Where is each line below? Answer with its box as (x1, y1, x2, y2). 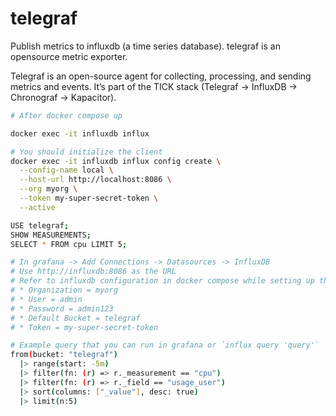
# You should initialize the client (10, 147, 163, 157)
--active (19, 202, 56, 212)
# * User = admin (10, 294, 83, 304)
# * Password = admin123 (10, 303, 114, 314)
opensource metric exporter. (10, 50, 128, 62)
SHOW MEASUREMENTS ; (10, 230, 92, 240)
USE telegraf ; (10, 220, 70, 231)
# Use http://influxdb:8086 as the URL (10, 267, 177, 277)
